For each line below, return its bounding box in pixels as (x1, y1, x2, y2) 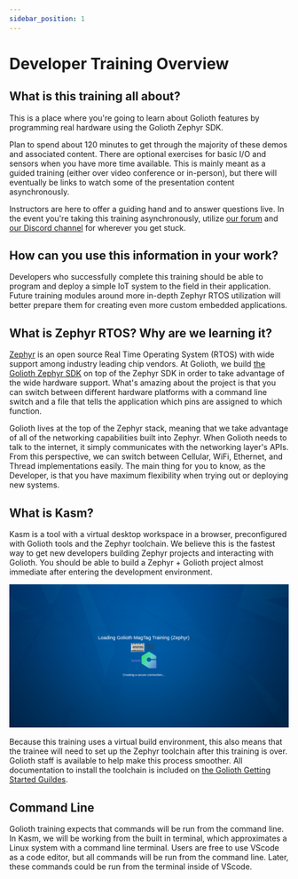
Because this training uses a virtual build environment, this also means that (9, 737, 283, 748)
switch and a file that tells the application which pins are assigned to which (9, 396, 283, 408)
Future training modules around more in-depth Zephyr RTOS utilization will (9, 290, 281, 301)
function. (9, 406, 43, 416)
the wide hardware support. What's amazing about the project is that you (9, 377, 277, 388)
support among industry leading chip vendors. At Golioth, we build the (9, 359, 266, 369)
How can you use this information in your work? (9, 249, 279, 264)
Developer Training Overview (9, 53, 230, 74)
